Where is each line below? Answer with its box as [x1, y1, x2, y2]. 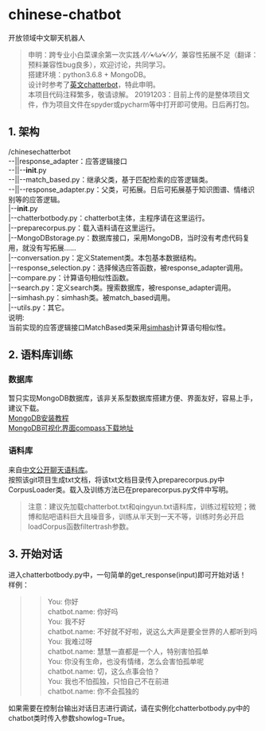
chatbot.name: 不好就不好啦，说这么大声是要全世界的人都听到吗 [47, 627, 258, 636]
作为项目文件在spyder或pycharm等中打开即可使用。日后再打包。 [41, 100, 254, 109]
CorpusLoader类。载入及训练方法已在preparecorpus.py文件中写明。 [8, 484, 233, 494]
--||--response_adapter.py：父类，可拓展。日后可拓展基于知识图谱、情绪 [8, 185, 248, 194]
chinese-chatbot [8, 6, 122, 24]
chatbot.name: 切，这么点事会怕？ [47, 666, 161, 676]
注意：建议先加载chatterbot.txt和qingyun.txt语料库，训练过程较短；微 [27, 502, 256, 511]
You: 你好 [47, 596, 79, 606]
